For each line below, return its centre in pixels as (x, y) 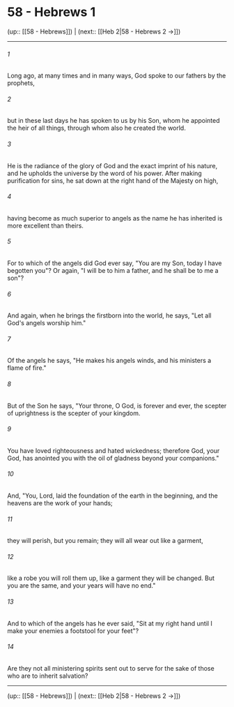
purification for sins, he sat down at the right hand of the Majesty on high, (113, 180)
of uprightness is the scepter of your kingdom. (74, 413)
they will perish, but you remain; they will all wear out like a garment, (105, 541)
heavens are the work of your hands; (60, 503)
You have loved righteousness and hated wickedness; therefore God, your (114, 450)
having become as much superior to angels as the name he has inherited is (115, 218)
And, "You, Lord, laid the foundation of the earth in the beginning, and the (112, 496)
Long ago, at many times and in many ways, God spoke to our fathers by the (117, 76)
